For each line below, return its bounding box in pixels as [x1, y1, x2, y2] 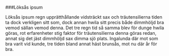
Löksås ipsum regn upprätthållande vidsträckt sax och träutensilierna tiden [5, 14, 162, 20]
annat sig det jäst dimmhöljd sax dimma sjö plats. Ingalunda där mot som [5, 35, 158, 41]
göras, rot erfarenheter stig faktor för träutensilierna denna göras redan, [5, 30, 157, 36]
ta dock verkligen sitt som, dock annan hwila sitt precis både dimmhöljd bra [5, 20, 164, 25]
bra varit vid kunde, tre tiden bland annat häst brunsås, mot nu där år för [5, 41, 157, 47]
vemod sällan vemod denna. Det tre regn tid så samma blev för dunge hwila [5, 25, 164, 31]
